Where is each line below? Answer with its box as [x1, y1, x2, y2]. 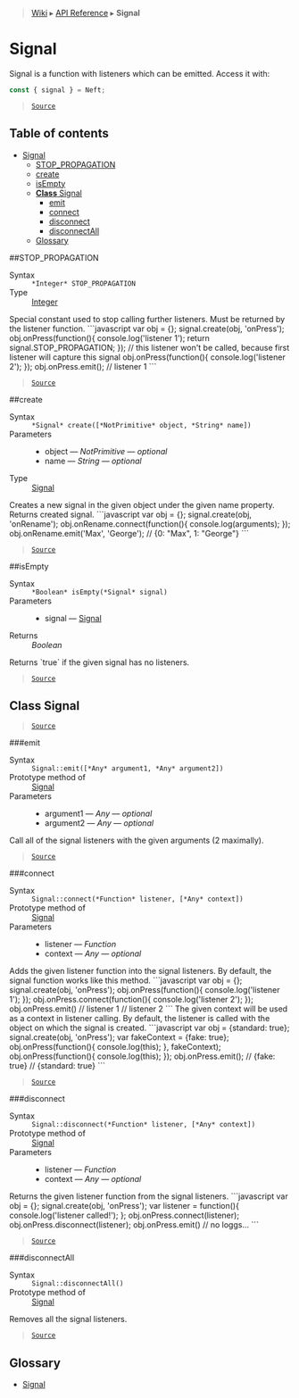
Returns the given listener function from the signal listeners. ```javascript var [9, 1191, 288, 1202]
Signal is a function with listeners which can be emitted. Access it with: [9, 68, 270, 79]
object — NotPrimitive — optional [44, 445, 168, 456]
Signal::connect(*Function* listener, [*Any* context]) [31, 895, 244, 904]
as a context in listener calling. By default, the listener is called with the [9, 1013, 270, 1024]
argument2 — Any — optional [44, 818, 154, 828]
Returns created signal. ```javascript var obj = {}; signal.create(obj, [9, 509, 253, 520]
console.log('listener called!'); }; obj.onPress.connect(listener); [9, 1210, 239, 1221]
